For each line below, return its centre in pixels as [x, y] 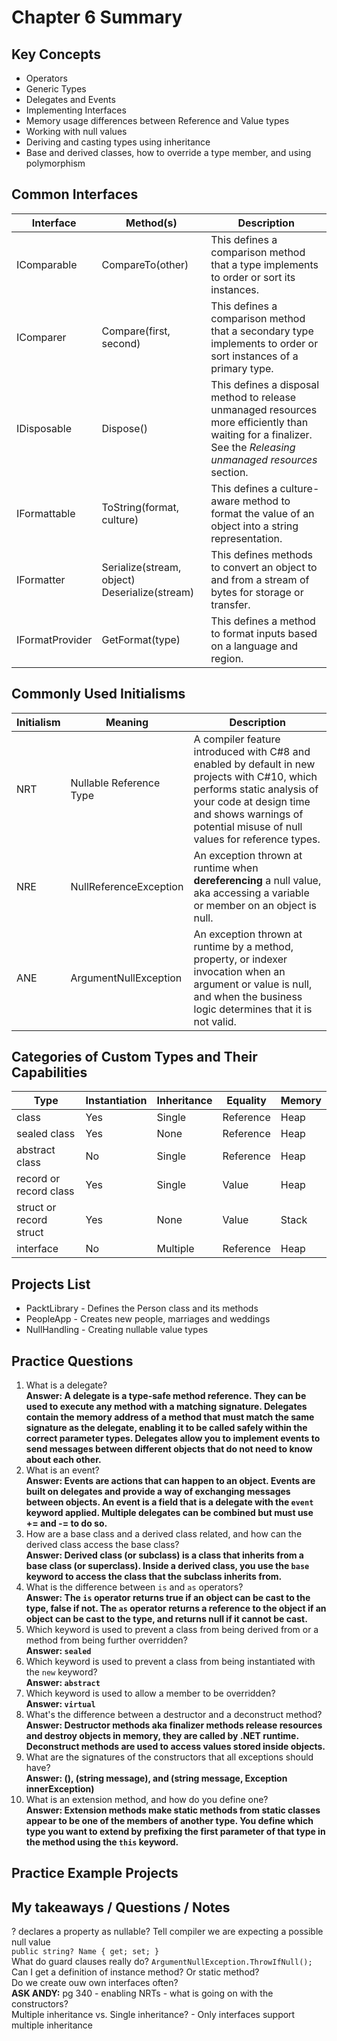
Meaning [127, 722]
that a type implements [264, 264]
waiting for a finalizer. [261, 434]
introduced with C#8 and [252, 751]
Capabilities [49, 1072]
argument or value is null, [253, 984]
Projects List [51, 1284]
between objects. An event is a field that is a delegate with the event [169, 1502]
